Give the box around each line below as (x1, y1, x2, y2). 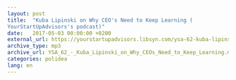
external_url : (7, 36, 49, 43)
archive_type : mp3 (7, 42, 61, 49)
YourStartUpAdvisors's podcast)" (7, 23, 105, 30)
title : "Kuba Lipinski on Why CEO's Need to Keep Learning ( (7, 17, 193, 24)
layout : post (7, 10, 46, 17)
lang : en (7, 62, 33, 69)
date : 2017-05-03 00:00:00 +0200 (7, 29, 112, 37)
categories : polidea (7, 56, 68, 63)
